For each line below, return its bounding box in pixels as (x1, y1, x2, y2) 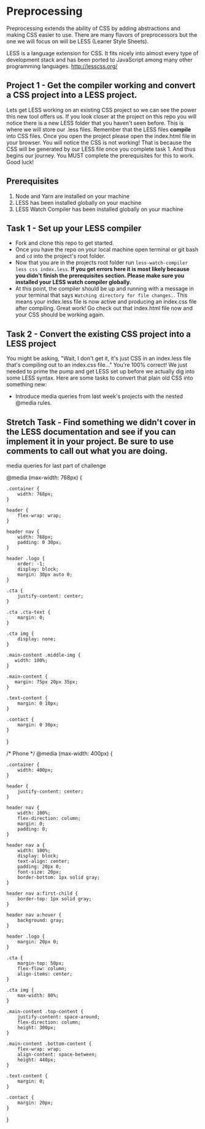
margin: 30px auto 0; (17, 572, 72, 578)
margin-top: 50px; (17, 960, 64, 966)
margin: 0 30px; (17, 722, 60, 728)
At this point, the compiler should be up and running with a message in (15, 285, 195, 293)
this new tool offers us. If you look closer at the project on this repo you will (6, 112, 196, 120)
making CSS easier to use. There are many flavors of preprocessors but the (6, 31, 198, 38)
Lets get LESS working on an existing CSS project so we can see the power (6, 106, 197, 113)
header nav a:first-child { (6, 890, 79, 897)
